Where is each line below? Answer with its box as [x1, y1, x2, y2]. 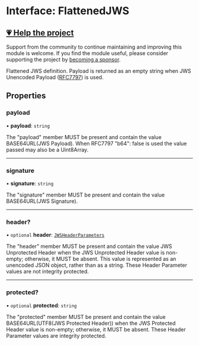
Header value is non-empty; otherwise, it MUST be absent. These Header [6, 325, 186, 333]
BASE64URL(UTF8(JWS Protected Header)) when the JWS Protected [6, 320, 176, 327]
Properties [6, 91, 46, 101]
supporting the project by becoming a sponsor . [6, 56, 121, 63]
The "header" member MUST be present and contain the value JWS [6, 243, 172, 250]
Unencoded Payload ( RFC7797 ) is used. [6, 74, 104, 80]
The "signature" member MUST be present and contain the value [6, 191, 165, 198]
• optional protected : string [6, 302, 77, 309]
